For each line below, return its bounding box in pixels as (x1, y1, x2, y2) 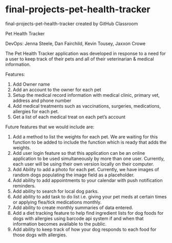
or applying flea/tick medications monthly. (12, 199, 102, 205)
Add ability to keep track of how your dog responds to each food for (12, 226, 157, 232)
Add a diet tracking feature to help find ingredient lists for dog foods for (12, 210, 164, 216)
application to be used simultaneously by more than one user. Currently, (12, 155, 165, 161)
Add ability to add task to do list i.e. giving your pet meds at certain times (12, 193, 167, 199)
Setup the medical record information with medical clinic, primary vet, (12, 92, 160, 98)
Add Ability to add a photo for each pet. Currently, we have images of (12, 166, 159, 172)
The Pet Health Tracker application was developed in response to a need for (5, 50, 166, 56)
